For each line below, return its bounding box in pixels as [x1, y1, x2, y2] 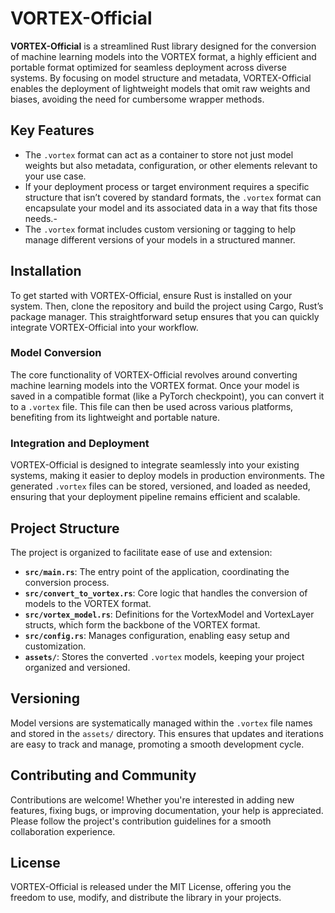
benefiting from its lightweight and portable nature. [10, 411, 220, 423]
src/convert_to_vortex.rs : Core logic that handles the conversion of [24, 587, 308, 599]
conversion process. [24, 576, 110, 588]
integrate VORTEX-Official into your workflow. [10, 321, 199, 333]
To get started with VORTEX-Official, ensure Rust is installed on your [10, 289, 293, 301]
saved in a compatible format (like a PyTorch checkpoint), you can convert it [10, 390, 325, 402]
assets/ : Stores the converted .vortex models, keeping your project [24, 650, 305, 662]
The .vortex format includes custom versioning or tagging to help [24, 223, 296, 235]
